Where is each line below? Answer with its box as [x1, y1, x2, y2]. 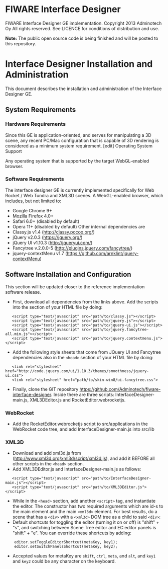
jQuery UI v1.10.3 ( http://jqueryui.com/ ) [12, 239, 93, 246]
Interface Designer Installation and [5, 58, 153, 70]
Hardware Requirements [5, 121, 66, 128]
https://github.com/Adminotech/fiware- [79, 386, 161, 392]
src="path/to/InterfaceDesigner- [81, 476, 151, 481]
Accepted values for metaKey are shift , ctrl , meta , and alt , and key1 [12, 553, 156, 559]
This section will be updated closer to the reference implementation [5, 283, 145, 290]
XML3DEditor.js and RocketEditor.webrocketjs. [30, 396, 126, 403]
